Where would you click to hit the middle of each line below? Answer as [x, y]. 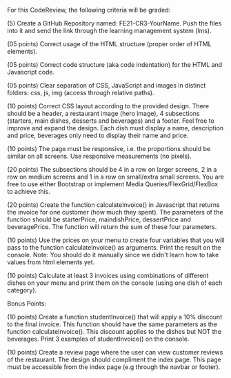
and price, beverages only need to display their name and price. [98, 135]
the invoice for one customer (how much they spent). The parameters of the [115, 212]
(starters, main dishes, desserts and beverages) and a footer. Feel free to [111, 121]
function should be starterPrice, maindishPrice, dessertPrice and [99, 219]
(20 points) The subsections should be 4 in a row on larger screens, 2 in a [112, 169]
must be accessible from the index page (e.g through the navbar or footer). [114, 367]
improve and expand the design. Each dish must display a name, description [115, 128]
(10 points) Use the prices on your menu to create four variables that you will [116, 240]
